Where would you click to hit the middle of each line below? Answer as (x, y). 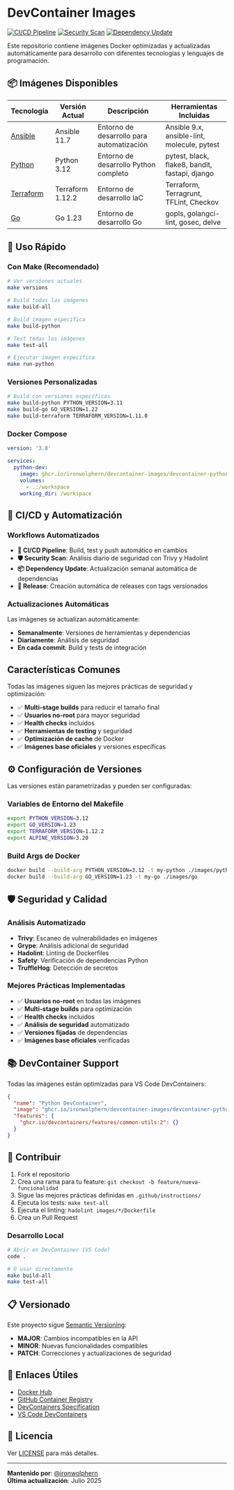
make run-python (31, 364)
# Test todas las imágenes (46, 339)
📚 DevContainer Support (63, 1064)
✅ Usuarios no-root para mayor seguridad (79, 715)
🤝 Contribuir (34, 1157)
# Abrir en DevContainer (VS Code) (59, 1250)
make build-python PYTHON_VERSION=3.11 (65, 403)
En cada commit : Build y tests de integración (82, 648)
